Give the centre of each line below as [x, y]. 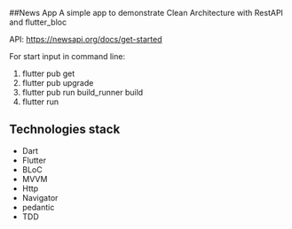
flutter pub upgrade [58, 83]
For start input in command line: [67, 56]
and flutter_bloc [38, 22]
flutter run [40, 102]
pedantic [38, 207]
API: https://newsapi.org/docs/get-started [86, 39]
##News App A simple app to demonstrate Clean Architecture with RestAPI [146, 13]
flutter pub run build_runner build [83, 92]
